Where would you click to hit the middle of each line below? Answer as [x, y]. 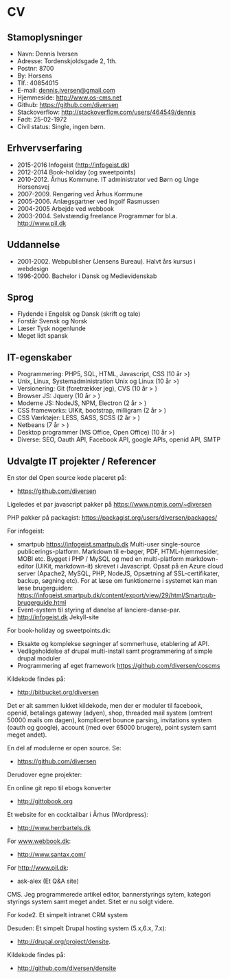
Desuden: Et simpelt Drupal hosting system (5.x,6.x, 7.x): [87, 928]
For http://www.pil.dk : [38, 868]
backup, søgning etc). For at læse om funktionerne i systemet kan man [117, 581]
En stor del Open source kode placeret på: [67, 478]
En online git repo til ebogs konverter [59, 788]
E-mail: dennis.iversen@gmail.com [66, 90]
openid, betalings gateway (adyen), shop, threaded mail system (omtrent [110, 713]
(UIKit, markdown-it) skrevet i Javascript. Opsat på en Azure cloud [129, 566]
